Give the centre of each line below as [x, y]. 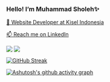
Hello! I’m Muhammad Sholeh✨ [53, 9]
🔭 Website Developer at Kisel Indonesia [55, 22]
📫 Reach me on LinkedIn [37, 35]
